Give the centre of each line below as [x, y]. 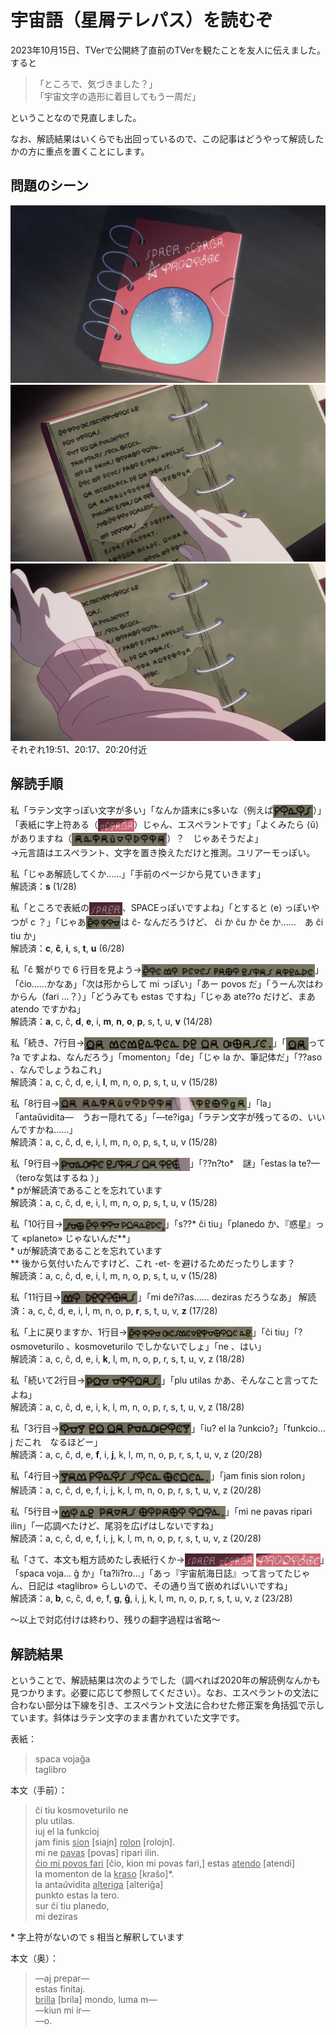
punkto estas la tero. [77, 1895]
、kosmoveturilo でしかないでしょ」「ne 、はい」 [166, 1346]
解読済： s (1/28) [43, 886]
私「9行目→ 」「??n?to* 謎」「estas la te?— [165, 1163]
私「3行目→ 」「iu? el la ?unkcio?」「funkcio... [168, 1428]
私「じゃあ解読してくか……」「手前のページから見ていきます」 [138, 873]
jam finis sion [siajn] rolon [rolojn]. [105, 1842]
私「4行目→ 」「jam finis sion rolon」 [160, 1476]
